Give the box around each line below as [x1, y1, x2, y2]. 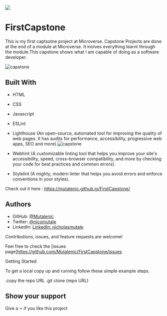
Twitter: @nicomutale [12, 218, 56, 224]
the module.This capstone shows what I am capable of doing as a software [5, 49, 160, 55]
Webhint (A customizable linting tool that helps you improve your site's [12, 150, 158, 157]
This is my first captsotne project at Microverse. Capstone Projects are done [5, 38, 162, 44]
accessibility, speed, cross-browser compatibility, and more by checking [12, 156, 162, 161]
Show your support [5, 292, 66, 300]
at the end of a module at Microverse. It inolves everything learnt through [5, 43, 156, 49]
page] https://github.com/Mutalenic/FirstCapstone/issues [5, 248, 122, 254]
